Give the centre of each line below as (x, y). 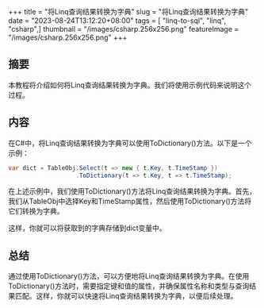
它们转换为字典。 (36, 211)
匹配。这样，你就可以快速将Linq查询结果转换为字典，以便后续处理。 (126, 296)
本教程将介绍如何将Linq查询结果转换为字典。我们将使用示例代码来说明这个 (130, 85)
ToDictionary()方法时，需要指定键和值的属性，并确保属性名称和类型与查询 (129, 286)
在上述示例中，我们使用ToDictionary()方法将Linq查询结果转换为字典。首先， (132, 191)
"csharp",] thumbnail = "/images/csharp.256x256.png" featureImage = (124, 29)
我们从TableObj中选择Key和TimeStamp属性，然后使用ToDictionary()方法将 (130, 202)
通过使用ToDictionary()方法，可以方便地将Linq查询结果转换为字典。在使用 (129, 276)
